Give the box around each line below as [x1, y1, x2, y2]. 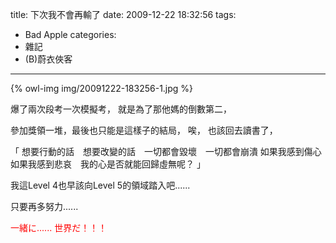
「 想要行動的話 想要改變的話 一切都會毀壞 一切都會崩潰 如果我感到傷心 [10, 146, 322, 157]
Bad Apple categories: [24, 29, 117, 40]
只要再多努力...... [10, 201, 79, 212]
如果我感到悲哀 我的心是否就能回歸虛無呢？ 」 [10, 158, 206, 170]
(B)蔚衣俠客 [24, 53, 73, 65]
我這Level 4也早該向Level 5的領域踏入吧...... [10, 179, 191, 191]
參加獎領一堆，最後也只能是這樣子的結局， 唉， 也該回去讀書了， [10, 124, 278, 136]
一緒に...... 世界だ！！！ [10, 222, 108, 233]
